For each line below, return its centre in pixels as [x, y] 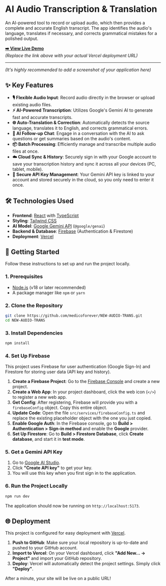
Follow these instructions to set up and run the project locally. [68, 264]
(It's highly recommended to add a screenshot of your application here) [78, 70]
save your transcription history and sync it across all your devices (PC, [84, 164]
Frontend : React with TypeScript [45, 215]
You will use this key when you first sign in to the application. [74, 473]
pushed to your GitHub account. [45, 548]
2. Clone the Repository [34, 305]
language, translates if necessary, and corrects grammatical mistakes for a [81, 33]
